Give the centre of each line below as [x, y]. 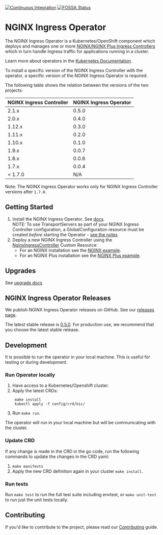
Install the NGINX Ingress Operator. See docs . [58, 219]
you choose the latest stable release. [42, 330]
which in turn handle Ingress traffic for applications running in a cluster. [77, 51]
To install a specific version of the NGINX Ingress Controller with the [74, 70]
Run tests [17, 484]
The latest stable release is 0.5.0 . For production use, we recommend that [80, 325]
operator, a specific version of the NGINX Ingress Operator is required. [77, 76]
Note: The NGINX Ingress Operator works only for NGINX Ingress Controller [81, 186]
